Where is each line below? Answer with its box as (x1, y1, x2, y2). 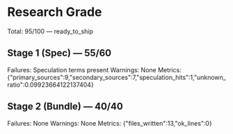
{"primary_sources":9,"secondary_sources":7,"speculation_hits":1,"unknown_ (7, 73, 226, 81)
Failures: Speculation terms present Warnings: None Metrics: (7, 65, 182, 74)
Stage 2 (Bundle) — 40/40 (7, 101, 123, 112)
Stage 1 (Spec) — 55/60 (7, 47, 112, 59)
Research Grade (7, 4, 102, 20)
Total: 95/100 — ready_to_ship (7, 27, 94, 35)
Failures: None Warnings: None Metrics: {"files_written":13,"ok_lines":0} (7, 119, 212, 127)
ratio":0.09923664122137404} (7, 81, 94, 89)
